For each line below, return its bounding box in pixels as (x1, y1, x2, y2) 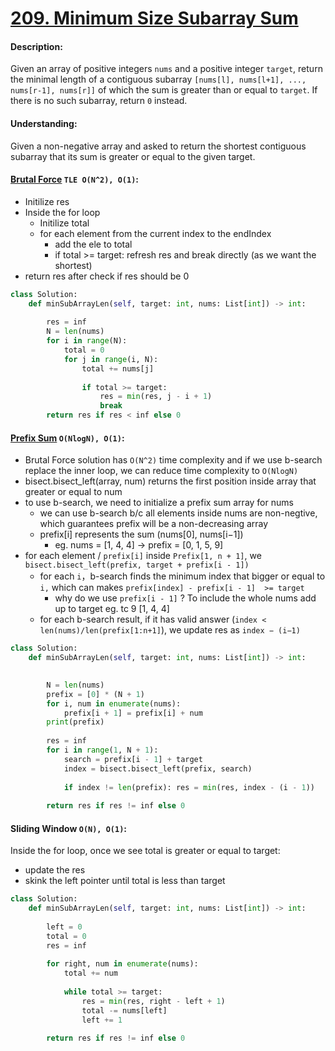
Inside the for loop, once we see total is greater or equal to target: (10, 845, 281, 857)
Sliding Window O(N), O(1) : (10, 822, 128, 834)
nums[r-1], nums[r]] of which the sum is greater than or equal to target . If (10, 84, 318, 96)
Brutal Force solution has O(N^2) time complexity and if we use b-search (24, 454, 323, 466)
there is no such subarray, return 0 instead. (10, 95, 188, 107)
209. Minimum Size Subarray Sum (10, 7, 299, 30)
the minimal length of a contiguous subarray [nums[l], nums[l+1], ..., (10, 73, 307, 86)
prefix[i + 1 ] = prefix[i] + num (63, 708, 203, 718)
